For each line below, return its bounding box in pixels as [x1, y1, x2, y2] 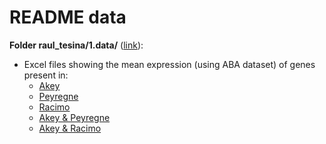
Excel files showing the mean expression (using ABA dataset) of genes [23, 58, 316, 70]
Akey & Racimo [38, 122, 102, 134]
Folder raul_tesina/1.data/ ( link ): [9, 39, 144, 51]
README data [9, 6, 127, 29]
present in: [23, 69, 69, 81]
